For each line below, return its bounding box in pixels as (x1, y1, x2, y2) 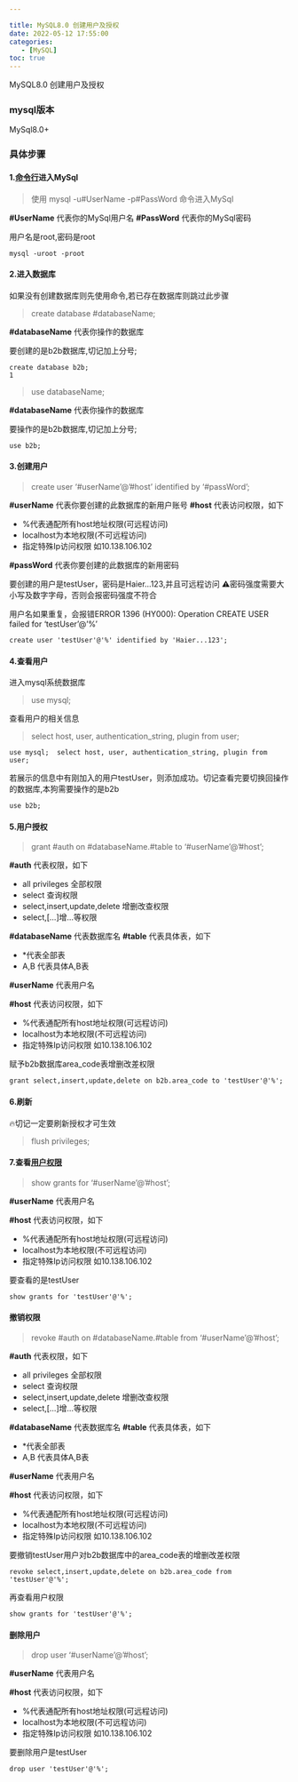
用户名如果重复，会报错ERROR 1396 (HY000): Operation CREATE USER (9, 608, 269, 619)
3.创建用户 (9, 461, 49, 472)
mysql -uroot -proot (9, 249, 86, 258)
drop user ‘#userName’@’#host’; (30, 1650, 149, 1660)
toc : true (9, 54, 46, 63)
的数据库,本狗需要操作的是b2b (9, 784, 120, 795)
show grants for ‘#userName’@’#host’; (30, 1177, 171, 1187)
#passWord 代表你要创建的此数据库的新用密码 (9, 559, 179, 570)
